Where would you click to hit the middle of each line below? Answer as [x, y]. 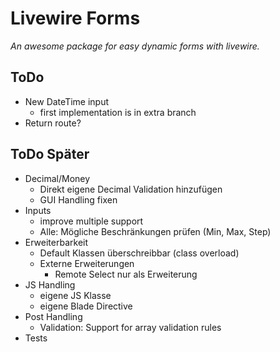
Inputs [38, 210]
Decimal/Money [57, 178]
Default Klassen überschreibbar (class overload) [139, 253]
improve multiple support [91, 221]
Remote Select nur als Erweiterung [126, 274]
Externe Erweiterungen [87, 263]
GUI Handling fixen [78, 199]
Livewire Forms [75, 18]
